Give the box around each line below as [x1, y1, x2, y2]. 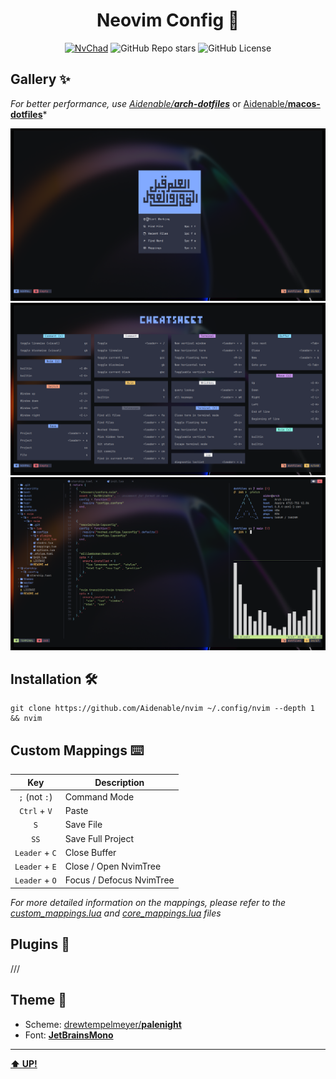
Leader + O [14, 874, 57, 886]
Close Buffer [64, 846, 117, 858]
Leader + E [14, 860, 57, 873]
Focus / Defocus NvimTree [64, 874, 175, 886]
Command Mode [64, 790, 135, 803]
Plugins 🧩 [10, 936, 70, 953]
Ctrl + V [19, 805, 53, 817]
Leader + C [14, 846, 57, 858]
